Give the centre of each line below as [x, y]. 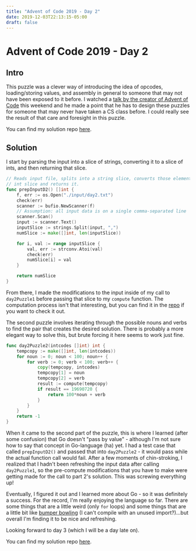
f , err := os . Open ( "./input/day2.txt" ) [65, 195]
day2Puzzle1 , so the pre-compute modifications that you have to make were [97, 470]
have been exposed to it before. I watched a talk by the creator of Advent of [97, 99]
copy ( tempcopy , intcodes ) [69, 367]
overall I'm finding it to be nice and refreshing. [61, 519]
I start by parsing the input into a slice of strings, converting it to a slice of [94, 162]
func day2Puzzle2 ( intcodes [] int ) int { [56, 346]
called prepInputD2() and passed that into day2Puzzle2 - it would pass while [97, 452]
